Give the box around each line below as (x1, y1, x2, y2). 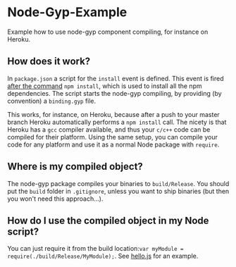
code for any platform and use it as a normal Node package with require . (7, 140, 220, 149)
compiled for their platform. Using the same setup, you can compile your (7, 132, 218, 141)
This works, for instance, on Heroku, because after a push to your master (7, 110, 220, 118)
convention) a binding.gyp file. (7, 97, 97, 105)
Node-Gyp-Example (7, 4, 128, 20)
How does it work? (7, 56, 91, 68)
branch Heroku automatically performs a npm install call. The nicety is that (7, 118, 227, 126)
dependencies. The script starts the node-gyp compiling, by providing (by (7, 89, 222, 97)
